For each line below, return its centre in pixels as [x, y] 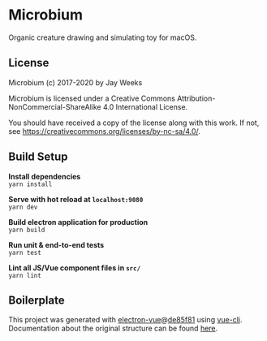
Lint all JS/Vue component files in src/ [75, 268]
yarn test [25, 253]
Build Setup [38, 157]
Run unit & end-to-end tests [56, 244]
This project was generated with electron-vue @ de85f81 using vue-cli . [125, 320]
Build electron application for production [78, 222]
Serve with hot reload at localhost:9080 [76, 199]
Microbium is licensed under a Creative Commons [92, 98]
